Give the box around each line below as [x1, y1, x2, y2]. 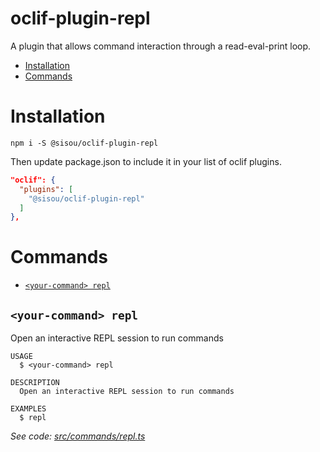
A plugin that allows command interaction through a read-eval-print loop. [10, 40, 312, 52]
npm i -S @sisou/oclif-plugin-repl [10, 138, 159, 148]
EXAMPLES [10, 404, 47, 414]
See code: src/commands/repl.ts [10, 430, 146, 442]
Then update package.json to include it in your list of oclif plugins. [10, 155, 282, 167]
